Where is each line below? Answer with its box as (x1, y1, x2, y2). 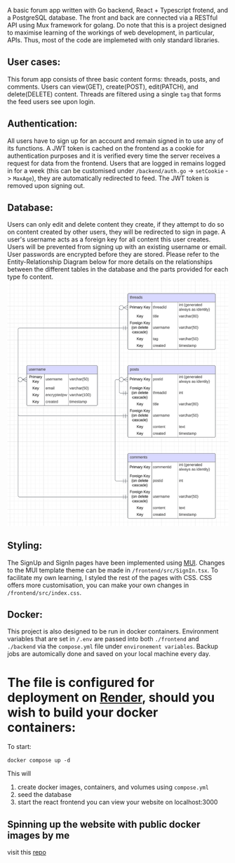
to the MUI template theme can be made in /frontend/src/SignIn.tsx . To (7, 566, 219, 574)
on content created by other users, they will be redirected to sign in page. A (7, 228, 226, 237)
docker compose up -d (7, 757, 71, 764)
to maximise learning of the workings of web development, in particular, (7, 28, 215, 37)
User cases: (7, 56, 61, 68)
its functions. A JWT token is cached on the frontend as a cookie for (7, 144, 205, 152)
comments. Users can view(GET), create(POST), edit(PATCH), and (7, 82, 199, 91)
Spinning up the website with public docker (7, 818, 201, 830)
